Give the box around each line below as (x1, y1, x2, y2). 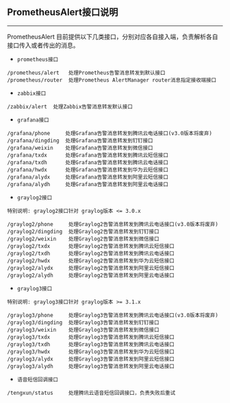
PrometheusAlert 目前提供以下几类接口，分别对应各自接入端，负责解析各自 (7, 32, 218, 41)
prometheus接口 (16, 56, 59, 63)
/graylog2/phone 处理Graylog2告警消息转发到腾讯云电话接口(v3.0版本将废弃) (7, 220, 219, 228)
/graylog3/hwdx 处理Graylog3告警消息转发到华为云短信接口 (7, 348, 175, 355)
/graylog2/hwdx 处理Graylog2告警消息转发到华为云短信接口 (7, 257, 175, 264)
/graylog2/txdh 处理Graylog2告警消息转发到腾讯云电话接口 (7, 250, 175, 257)
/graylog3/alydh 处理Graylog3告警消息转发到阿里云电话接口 (7, 362, 175, 369)
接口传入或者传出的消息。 (7, 41, 79, 49)
